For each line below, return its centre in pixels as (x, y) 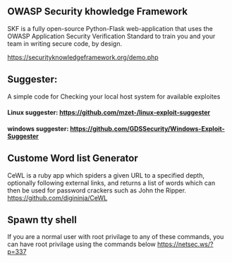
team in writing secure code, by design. (65, 43)
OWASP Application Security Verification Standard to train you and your (111, 36)
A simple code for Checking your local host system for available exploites (114, 96)
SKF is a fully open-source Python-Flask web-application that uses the (110, 28)
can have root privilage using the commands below (82, 244)
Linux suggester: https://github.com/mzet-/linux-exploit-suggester (109, 113)
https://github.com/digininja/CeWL (57, 197)
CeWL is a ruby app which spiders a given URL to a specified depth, (106, 175)
